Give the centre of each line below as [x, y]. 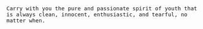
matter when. [26, 21]
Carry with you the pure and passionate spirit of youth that [102, 8]
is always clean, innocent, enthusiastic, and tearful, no [97, 14]
